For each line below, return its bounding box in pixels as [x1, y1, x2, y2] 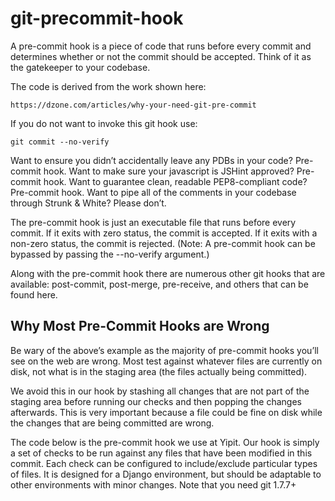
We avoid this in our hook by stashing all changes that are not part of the [10, 385, 310, 397]
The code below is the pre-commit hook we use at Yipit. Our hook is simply [10, 436, 320, 448]
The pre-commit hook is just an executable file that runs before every [10, 216, 297, 228]
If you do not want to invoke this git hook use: [10, 117, 198, 129]
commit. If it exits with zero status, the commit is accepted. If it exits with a [10, 227, 318, 239]
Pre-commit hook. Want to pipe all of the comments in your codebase [10, 186, 297, 198]
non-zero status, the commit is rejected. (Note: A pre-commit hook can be [10, 237, 316, 249]
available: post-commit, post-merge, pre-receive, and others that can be [10, 278, 309, 290]
